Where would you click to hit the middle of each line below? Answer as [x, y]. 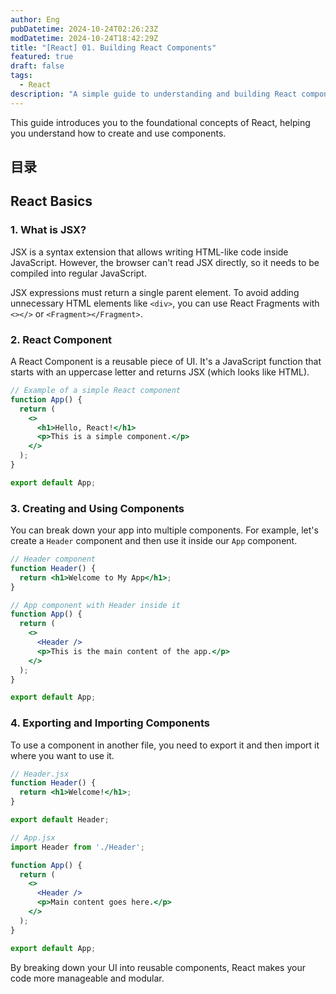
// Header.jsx [40, 774]
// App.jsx [33, 837]
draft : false [37, 66]
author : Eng [35, 19]
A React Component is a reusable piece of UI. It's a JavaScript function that [166, 361]
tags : [21, 76]
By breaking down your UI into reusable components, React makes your [158, 967]
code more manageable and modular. [87, 978]
